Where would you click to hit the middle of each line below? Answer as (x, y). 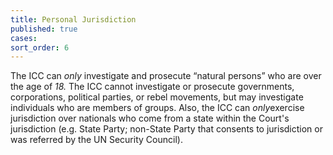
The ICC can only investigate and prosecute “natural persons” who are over (166, 76)
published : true (44, 29)
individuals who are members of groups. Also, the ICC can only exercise (157, 108)
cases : (24, 38)
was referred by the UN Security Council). (96, 140)
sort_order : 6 (40, 47)
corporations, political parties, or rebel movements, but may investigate (157, 97)
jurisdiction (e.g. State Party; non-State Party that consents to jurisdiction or (166, 129)
